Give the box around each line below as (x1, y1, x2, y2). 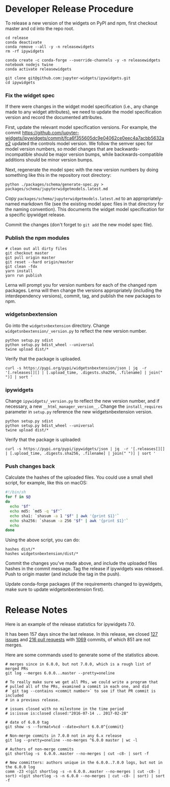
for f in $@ (5, 494, 31, 500)
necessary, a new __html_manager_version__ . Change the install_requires (5, 403, 163, 409)
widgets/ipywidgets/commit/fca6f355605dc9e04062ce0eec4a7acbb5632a (5, 135, 164, 141)
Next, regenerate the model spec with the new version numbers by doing (5, 167, 159, 173)
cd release (5, 35, 29, 40)
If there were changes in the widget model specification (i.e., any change (5, 103, 159, 110)
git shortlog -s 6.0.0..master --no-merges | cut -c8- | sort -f (5, 751, 149, 756)
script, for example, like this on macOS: (5, 480, 88, 486)
